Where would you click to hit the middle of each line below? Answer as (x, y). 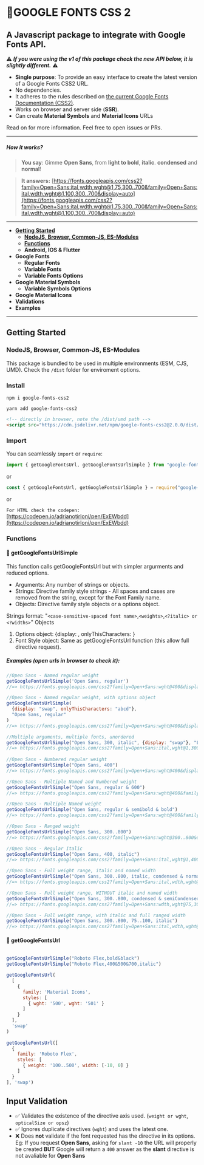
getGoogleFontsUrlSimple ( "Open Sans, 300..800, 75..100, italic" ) (92, 921)
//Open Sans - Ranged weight (43, 826)
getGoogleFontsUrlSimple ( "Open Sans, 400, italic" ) (73, 854)
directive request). (38, 647)
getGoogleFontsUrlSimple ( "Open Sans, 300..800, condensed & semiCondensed (103, 898)
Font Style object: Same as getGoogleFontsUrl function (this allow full (102, 640)
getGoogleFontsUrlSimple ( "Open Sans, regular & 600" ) (76, 787)
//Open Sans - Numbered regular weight (57, 760)
